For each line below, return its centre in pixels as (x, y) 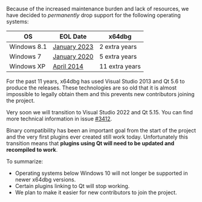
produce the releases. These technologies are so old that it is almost (92, 88)
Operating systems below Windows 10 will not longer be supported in (101, 173)
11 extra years (120, 66)
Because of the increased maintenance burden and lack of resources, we (98, 9)
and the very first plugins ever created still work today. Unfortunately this (97, 137)
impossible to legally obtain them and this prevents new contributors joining (100, 94)
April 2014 (68, 66)
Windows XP (28, 66)
